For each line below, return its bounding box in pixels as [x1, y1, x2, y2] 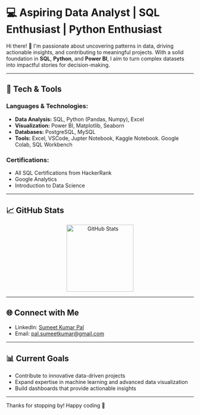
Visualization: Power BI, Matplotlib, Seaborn [14, 121, 125, 129]
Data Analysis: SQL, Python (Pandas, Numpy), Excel [14, 116, 145, 123]
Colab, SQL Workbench [14, 141, 73, 148]
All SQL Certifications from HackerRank [14, 169, 112, 176]
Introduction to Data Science [14, 182, 85, 189]
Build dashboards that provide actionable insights [14, 385, 136, 392]
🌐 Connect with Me [6, 308, 79, 318]
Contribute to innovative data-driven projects [14, 372, 126, 379]
